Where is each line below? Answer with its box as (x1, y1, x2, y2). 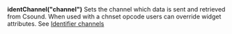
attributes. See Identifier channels (7, 20, 105, 28)
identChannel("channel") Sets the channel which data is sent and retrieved (7, 5, 226, 14)
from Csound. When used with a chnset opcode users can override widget (7, 12, 222, 21)
